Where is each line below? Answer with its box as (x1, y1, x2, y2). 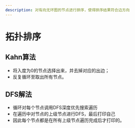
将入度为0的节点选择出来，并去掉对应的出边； (12, 67, 110, 73)
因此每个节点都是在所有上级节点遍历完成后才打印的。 (12, 117, 125, 123)
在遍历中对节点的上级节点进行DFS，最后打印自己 (12, 111, 116, 117)
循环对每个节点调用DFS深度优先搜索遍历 (12, 105, 98, 111)
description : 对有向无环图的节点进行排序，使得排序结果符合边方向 (5, 7, 130, 13)
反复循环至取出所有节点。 (12, 73, 67, 80)
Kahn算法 (5, 53, 36, 62)
